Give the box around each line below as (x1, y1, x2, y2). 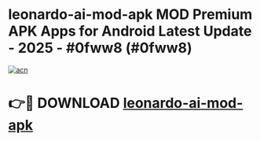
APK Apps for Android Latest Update (8, 22, 252, 40)
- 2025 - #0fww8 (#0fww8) (8, 39, 192, 57)
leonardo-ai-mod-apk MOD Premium (8, 6, 253, 24)
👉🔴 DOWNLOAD (8, 95, 120, 112)
